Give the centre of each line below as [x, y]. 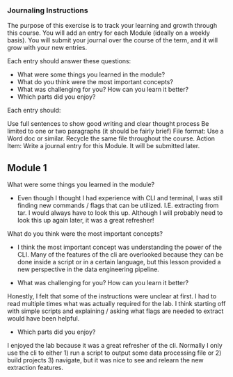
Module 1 [27, 168]
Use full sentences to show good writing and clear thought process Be [108, 124]
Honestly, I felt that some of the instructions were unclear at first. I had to [112, 296]
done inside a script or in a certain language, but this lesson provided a [119, 262]
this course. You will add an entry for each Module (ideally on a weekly [109, 33]
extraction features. [35, 368]
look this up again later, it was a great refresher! [86, 220]
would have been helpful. [43, 319]
